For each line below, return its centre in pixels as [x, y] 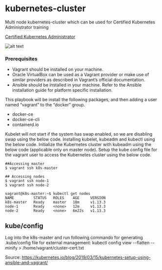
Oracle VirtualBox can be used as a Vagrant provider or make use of [81, 75]
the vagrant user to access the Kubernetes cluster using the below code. [78, 155]
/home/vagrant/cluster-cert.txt [53, 248]
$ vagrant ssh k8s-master [31, 168]
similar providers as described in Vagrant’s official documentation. [79, 80]
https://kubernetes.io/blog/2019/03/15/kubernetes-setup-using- [86, 257]
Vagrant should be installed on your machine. [58, 69]
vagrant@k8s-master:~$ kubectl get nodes [48, 194]
